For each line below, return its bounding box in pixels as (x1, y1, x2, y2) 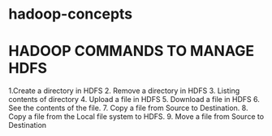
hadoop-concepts (8, 5, 133, 23)
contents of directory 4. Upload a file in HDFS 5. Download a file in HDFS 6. (8, 95, 260, 104)
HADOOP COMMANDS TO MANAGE (8, 42, 254, 61)
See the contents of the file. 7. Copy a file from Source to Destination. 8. (8, 103, 248, 113)
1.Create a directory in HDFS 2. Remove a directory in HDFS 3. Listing (8, 86, 240, 96)
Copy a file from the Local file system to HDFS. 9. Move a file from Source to (8, 112, 265, 121)
